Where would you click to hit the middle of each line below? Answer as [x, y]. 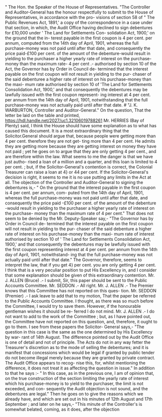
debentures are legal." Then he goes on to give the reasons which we [74, 394]
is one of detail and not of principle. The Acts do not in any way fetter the [78, 342]
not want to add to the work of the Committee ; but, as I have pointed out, [78, 317]
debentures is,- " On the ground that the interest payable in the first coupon [80, 187]
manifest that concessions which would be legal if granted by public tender [80, 352]
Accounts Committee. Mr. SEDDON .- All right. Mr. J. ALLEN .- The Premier [79, 285]
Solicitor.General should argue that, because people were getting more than [81, 136]
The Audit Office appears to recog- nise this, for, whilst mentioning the [75, 363]
